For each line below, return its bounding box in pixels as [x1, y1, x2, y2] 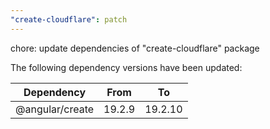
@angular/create [15, 102, 95, 116]
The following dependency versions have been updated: [10, 61, 243, 73]
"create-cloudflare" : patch [10, 14, 128, 25]
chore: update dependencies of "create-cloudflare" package [10, 42, 260, 54]
